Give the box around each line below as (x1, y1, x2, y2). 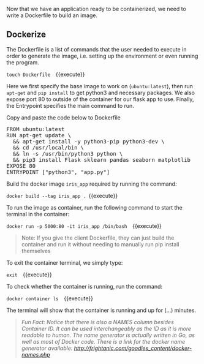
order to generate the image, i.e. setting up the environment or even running (6, 52, 198, 59)
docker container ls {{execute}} (6, 294, 94, 302)
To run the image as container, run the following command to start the (6, 203, 183, 211)
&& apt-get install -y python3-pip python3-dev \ (12, 138, 165, 145)
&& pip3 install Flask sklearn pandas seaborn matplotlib (12, 156, 191, 163)
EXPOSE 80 (6, 162, 36, 169)
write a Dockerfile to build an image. (6, 12, 98, 19)
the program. (6, 58, 39, 66)
